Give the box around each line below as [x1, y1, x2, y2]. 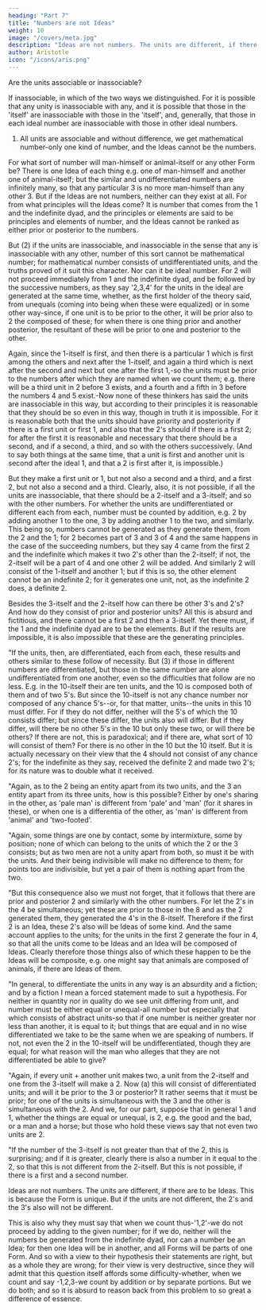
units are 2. [8, 1129, 45, 1139]
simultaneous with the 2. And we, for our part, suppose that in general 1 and [8, 1104, 256, 1114]
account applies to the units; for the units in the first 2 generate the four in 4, [8, 930, 258, 939]
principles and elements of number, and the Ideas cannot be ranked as [8, 216, 240, 226]
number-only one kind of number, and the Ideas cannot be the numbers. [19, 142, 256, 152]
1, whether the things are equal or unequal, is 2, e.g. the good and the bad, [8, 1112, 253, 1122]
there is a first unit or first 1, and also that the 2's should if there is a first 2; [8, 424, 252, 433]
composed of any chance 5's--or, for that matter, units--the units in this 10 [8, 698, 252, 707]
